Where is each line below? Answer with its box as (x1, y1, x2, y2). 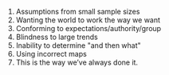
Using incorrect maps (15, 49, 88, 58)
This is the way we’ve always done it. (15, 57, 138, 67)
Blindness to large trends (15, 32, 98, 41)
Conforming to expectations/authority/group (15, 24, 162, 33)
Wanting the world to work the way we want (15, 15, 161, 25)
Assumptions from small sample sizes (15, 7, 140, 16)
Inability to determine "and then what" (15, 41, 141, 50)
